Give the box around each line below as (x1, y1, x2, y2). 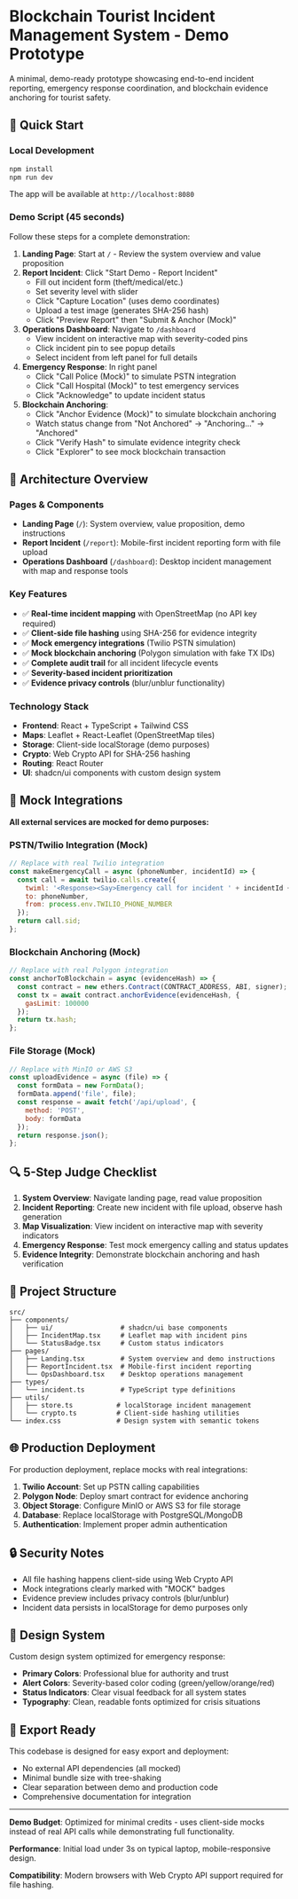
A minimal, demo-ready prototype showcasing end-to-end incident (9, 73, 255, 83)
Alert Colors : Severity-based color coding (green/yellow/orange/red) (21, 1678, 275, 1689)
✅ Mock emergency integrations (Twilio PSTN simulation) (21, 637, 237, 648)
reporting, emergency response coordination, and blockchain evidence (9, 82, 269, 93)
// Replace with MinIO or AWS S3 (9, 1064, 133, 1074)
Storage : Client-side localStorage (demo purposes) (21, 739, 210, 749)
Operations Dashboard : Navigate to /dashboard (21, 324, 197, 334)
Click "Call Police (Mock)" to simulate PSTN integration (35, 371, 237, 381)
